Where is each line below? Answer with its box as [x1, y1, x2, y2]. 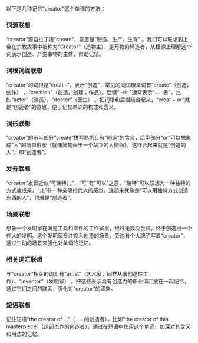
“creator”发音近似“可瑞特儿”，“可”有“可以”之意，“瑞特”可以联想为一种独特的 [6, 179, 191, 187]
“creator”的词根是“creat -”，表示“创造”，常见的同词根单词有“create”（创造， [6, 81, 192, 88]
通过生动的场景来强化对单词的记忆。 [6, 239, 94, 246]
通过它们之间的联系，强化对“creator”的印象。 [6, 285, 116, 292]
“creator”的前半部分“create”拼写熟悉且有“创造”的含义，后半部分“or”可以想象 [6, 134, 192, 141]
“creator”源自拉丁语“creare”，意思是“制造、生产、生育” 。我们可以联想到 [6, 36, 183, 43]
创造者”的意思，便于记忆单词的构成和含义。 [14, 103, 120, 110]
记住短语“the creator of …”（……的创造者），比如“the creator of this [6, 316, 169, 323]
